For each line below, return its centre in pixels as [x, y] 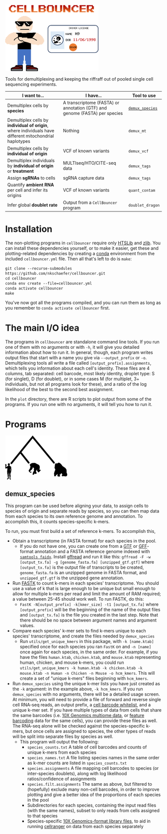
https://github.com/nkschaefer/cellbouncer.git [55, 274]
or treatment [20, 171]
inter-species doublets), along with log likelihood [77, 774]
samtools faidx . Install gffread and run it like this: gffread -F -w [85, 557]
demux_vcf [139, 151]
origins [14, 196]
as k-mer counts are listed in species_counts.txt [77, 763]
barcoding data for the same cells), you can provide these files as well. [85, 721]
